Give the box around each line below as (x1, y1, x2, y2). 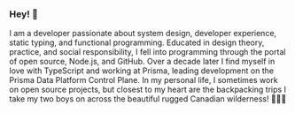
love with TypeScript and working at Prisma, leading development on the (9, 65, 275, 76)
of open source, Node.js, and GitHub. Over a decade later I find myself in (9, 56, 276, 67)
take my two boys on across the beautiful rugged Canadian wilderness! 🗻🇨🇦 (9, 94, 287, 104)
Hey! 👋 (9, 8, 38, 20)
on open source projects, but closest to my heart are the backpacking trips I (9, 84, 286, 95)
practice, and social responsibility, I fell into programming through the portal (9, 47, 286, 57)
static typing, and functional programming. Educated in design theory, (9, 37, 265, 48)
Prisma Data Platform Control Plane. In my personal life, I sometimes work (9, 75, 278, 86)
